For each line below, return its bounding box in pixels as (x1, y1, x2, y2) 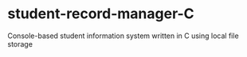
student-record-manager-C (7, 5, 194, 23)
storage (7, 39, 33, 48)
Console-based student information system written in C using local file (7, 31, 240, 40)
